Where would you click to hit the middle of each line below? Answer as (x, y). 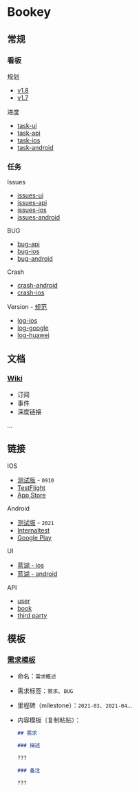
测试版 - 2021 (35, 522)
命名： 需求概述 (36, 676)
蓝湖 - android (37, 574)
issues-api (32, 203)
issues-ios (32, 210)
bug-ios (28, 251)
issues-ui (30, 195)
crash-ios (31, 292)
